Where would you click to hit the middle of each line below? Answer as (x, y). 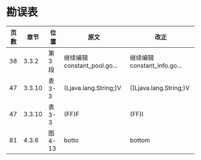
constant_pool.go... (91, 65)
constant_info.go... (156, 65)
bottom (140, 140)
